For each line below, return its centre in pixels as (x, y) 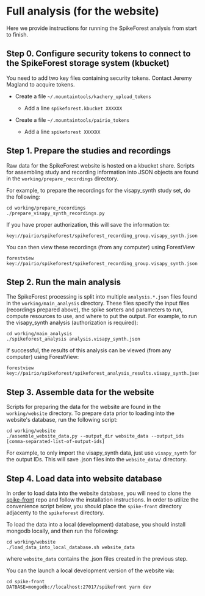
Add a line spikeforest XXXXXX (62, 132)
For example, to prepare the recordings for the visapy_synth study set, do (99, 190)
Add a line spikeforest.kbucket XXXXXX (73, 108)
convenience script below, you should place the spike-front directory (94, 506)
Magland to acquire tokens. (41, 84)
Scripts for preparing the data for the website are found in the (84, 407)
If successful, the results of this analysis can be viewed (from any (89, 350)
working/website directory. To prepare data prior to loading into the (91, 413)
